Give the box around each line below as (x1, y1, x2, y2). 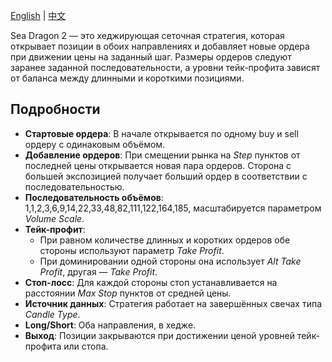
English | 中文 (10, 10, 67, 21)
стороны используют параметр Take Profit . (39, 244, 225, 256)
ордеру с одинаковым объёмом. (24, 138, 166, 150)
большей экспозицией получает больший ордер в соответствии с (24, 170, 308, 182)
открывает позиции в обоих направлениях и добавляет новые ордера (10, 40, 310, 52)
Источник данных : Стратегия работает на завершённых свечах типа (24, 297, 323, 309)
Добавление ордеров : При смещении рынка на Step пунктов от (24, 149, 301, 161)
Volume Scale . (24, 212, 85, 224)
